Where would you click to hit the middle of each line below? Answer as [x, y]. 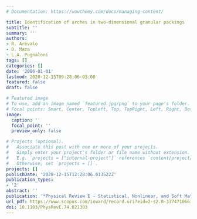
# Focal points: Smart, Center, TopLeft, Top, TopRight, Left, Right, [94, 109]
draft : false [22, 88]
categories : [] [25, 66]
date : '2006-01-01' [30, 71]
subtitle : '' [22, 28]
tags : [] [17, 60]
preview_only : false [36, 131]
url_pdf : [17, 201]
